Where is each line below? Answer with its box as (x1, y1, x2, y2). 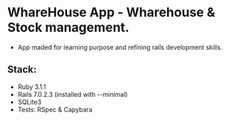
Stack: (7, 63, 37, 75)
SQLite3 (17, 98, 42, 106)
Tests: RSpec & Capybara (17, 105, 92, 114)
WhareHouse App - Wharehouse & (7, 4, 215, 21)
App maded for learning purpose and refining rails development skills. (17, 43, 223, 51)
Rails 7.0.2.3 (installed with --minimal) (17, 90, 128, 98)
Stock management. (7, 19, 129, 36)
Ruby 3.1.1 (17, 83, 46, 91)
